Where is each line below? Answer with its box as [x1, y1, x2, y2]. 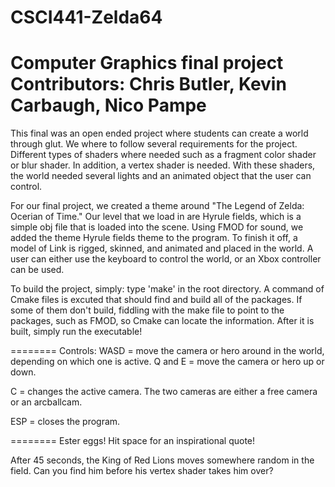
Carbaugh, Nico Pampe [10, 94, 207, 117]
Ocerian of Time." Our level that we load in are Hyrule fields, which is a [10, 211, 302, 223]
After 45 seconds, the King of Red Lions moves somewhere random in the [10, 454, 315, 466]
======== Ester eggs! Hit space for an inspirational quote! [10, 435, 256, 447]
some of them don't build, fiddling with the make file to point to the [10, 304, 285, 316]
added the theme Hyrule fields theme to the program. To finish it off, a [10, 232, 298, 244]
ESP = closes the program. [10, 416, 121, 428]
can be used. [10, 264, 65, 276]
